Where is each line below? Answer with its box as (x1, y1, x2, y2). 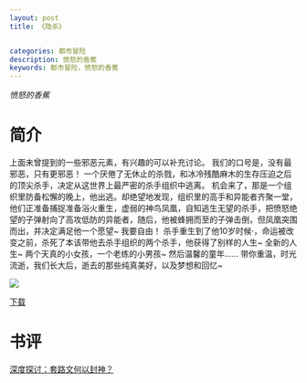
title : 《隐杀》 (9, 22, 66, 31)
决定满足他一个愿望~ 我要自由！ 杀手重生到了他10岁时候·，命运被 (40, 226, 286, 237)
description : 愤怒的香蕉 (9, 55, 98, 64)
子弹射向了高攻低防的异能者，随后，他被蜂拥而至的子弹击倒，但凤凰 (25, 214, 281, 225)
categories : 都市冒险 (9, 47, 87, 56)
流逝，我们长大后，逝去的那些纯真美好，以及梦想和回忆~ (9, 260, 224, 271)
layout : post (9, 13, 59, 23)
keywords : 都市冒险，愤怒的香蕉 (9, 63, 119, 73)
